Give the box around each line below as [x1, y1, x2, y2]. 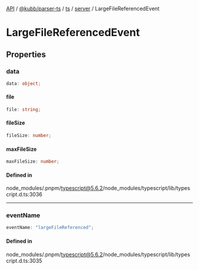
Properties [6, 49, 46, 59]
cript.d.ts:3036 [6, 191, 43, 198]
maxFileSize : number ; [6, 158, 60, 165]
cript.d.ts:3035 [6, 257, 43, 264]
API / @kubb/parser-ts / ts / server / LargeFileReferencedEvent [6, 5, 160, 12]
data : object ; [6, 80, 41, 87]
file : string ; [6, 106, 41, 112]
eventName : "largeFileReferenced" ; [6, 225, 94, 231]
